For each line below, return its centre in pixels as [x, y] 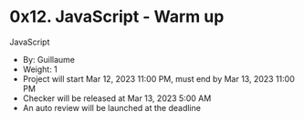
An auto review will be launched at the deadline [111, 107]
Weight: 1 [40, 69]
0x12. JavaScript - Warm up [117, 17]
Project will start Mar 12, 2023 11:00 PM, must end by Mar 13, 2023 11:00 [158, 78]
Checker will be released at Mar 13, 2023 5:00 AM [117, 98]
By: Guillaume [49, 59]
